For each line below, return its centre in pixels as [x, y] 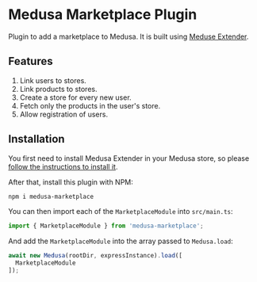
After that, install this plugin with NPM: [71, 182]
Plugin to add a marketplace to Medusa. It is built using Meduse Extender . [128, 36]
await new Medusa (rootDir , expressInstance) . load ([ [95, 256]
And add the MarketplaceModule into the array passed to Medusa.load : [121, 241]
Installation [36, 139]
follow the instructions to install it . [63, 166]
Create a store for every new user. [76, 97]
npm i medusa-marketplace [51, 196]
